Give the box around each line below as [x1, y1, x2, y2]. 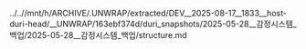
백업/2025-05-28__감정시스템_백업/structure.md [9, 30, 187, 40]
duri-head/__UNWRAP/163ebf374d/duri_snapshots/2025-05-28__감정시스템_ [9, 18, 297, 29]
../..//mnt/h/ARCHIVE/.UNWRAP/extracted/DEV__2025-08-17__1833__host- [9, 8, 288, 18]
